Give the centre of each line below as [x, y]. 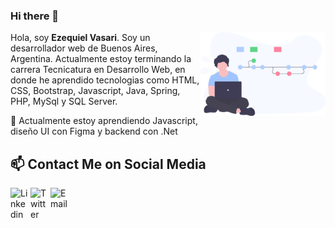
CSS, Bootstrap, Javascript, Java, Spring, [95, 91]
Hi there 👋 [35, 16]
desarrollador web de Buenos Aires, [84, 48]
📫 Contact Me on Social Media [108, 164]
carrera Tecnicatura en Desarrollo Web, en [98, 70]
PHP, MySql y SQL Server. [64, 101]
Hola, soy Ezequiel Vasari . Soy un [80, 38]
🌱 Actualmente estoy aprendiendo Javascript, [104, 121]
